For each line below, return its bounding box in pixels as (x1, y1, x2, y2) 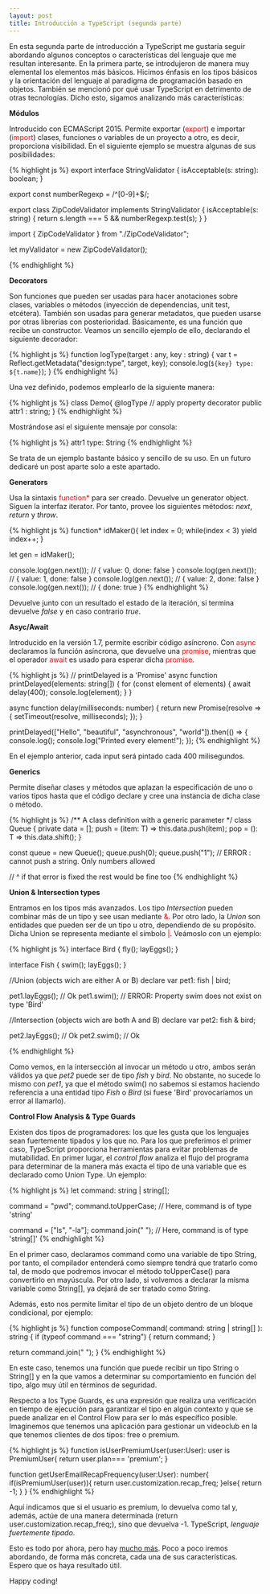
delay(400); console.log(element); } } (9, 687, 133, 696)
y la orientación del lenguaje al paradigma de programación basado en (9, 76, 243, 85)
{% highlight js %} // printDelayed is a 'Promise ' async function (9, 670, 218, 680)
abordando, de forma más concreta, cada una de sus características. (9, 1551, 238, 1561)
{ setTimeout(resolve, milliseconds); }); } (9, 711, 143, 721)
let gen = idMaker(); (9, 549, 75, 559)
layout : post (9, 11, 53, 20)
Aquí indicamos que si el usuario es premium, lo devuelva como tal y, (9, 1502, 238, 1512)
